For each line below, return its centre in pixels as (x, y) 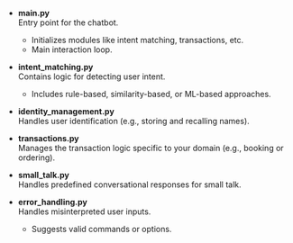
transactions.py (48, 138)
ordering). (37, 157)
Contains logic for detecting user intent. (92, 76)
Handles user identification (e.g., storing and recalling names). (133, 121)
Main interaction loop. (72, 49)
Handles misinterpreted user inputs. (84, 211)
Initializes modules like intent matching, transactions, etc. (137, 40)
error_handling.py (52, 202)
